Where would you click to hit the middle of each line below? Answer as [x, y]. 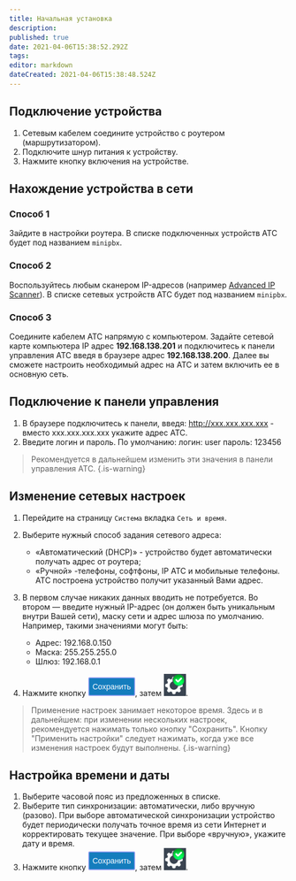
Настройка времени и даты [90, 775]
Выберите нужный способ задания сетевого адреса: [122, 534]
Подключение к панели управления [114, 402]
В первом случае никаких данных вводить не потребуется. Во [140, 597]
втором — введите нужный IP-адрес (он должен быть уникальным [148, 607]
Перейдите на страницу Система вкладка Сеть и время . [124, 517]
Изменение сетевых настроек [97, 497]
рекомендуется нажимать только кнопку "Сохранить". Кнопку [149, 729]
